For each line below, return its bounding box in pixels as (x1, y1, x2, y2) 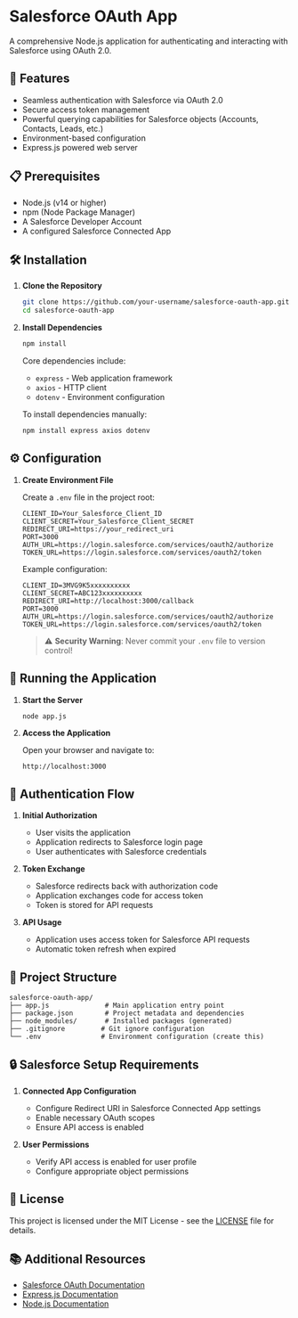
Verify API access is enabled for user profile (35, 1156, 197, 1167)
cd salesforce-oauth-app (21, 306, 115, 315)
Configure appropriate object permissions (35, 1166, 189, 1176)
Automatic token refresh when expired (35, 944, 176, 954)
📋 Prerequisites (9, 169, 101, 184)
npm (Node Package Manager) (21, 207, 136, 217)
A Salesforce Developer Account (21, 216, 142, 226)
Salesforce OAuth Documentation (21, 1280, 145, 1290)
